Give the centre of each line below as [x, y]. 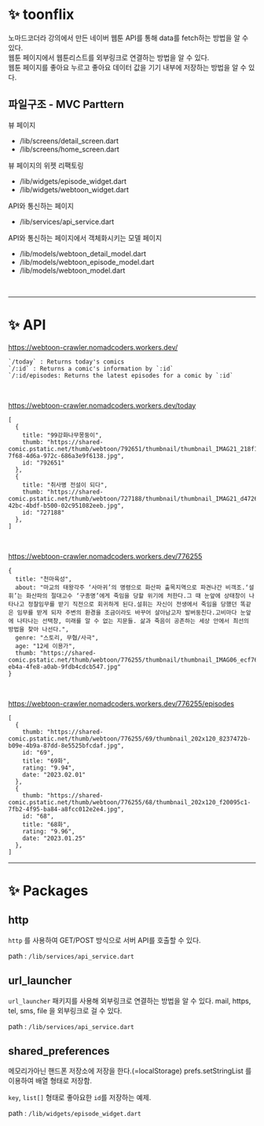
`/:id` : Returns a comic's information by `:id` [91, 368]
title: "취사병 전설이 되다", [65, 485]
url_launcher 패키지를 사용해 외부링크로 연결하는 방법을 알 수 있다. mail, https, [130, 1001]
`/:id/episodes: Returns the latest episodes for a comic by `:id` [121, 375]
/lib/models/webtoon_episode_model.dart [87, 262]
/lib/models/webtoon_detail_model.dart [83, 253]
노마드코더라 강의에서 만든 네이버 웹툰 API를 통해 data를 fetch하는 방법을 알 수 [128, 38]
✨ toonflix [41, 15]
